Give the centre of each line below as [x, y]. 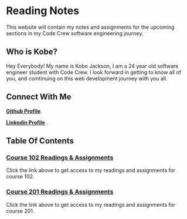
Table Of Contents [40, 141]
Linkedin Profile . [27, 122]
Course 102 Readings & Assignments [60, 157]
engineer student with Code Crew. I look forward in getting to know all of [94, 72]
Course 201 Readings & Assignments [60, 192]
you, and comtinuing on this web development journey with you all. [87, 78]
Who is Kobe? [32, 52]
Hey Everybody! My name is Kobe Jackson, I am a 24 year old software [92, 66]
